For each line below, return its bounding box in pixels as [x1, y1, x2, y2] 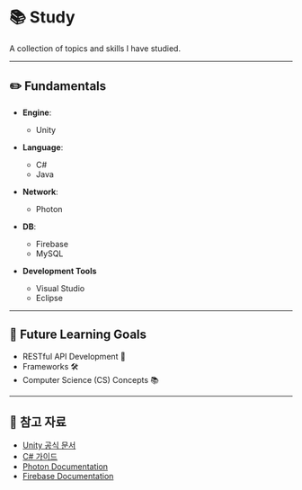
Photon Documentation [22, 461, 109, 472]
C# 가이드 [22, 451, 58, 462]
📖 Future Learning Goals [9, 327, 147, 343]
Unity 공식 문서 [22, 440, 76, 450]
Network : [22, 186, 58, 197]
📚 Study [9, 7, 75, 28]
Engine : [22, 107, 52, 118]
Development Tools [22, 265, 97, 276]
